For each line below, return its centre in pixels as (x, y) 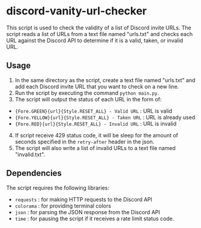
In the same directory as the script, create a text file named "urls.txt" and (105, 80)
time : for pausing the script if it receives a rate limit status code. (94, 218)
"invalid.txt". (30, 154)
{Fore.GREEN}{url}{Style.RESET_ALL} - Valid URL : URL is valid (94, 111)
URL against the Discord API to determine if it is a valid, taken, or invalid (95, 40)
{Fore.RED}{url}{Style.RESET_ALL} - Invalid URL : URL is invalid (96, 124)
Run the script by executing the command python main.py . (87, 93)
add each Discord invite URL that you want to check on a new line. (97, 86)
